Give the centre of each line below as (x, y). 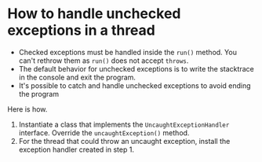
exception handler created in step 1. (76, 149)
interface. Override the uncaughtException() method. (104, 133)
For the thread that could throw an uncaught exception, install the (124, 141)
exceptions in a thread (82, 30)
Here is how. (27, 109)
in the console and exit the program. (77, 77)
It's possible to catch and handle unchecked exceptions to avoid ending (135, 85)
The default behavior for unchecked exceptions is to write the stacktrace (136, 68)
